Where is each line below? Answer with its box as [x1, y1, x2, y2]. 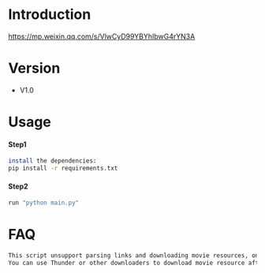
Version [8, 59, 61, 77]
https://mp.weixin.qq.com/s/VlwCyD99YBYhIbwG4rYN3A [8, 32, 196, 41]
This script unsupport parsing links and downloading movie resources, [8, 252, 248, 260]
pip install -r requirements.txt [8, 164, 118, 173]
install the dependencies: [8, 157, 97, 165]
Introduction [8, 6, 91, 24]
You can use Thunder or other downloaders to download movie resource [8, 259, 245, 267]
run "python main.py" [8, 199, 80, 207]
